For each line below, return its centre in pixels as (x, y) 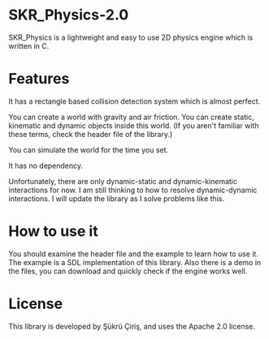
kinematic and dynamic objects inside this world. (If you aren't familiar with (134, 125)
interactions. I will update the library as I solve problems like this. (117, 198)
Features (39, 79)
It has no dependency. (46, 165)
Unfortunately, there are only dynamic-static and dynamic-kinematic (123, 181)
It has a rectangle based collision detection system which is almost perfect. (134, 101)
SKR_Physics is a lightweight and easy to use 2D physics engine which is (131, 37)
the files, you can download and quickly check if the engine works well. (128, 271)
